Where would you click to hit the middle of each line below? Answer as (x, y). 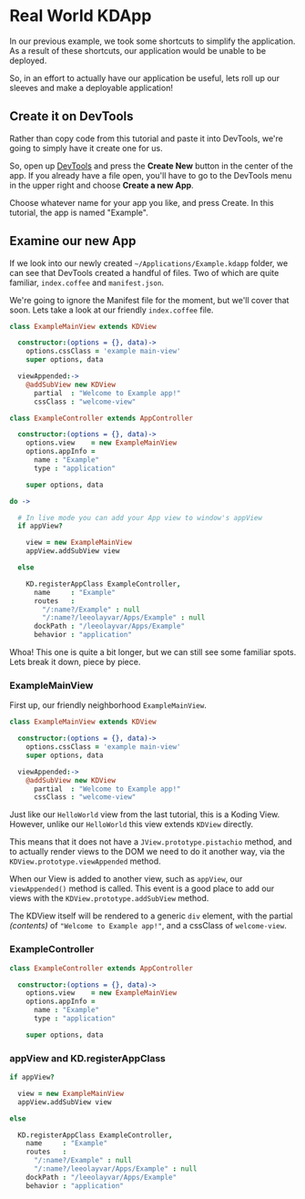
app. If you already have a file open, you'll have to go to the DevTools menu (151, 175)
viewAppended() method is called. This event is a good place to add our (142, 888)
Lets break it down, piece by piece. (75, 662)
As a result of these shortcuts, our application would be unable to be (138, 50)
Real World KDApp (81, 16)
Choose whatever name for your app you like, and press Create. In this (142, 202)
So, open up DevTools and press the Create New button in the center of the (151, 166)
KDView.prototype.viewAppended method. (85, 861)
